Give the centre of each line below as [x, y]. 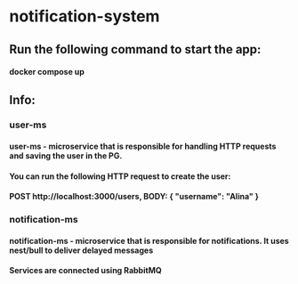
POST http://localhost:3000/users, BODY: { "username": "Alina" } [134, 197]
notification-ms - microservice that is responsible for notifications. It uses [149, 240]
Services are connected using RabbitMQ [85, 271]
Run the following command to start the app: [135, 49]
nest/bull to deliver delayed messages [81, 250]
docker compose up [47, 72]
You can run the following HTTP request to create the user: [120, 176]
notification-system [85, 16]
